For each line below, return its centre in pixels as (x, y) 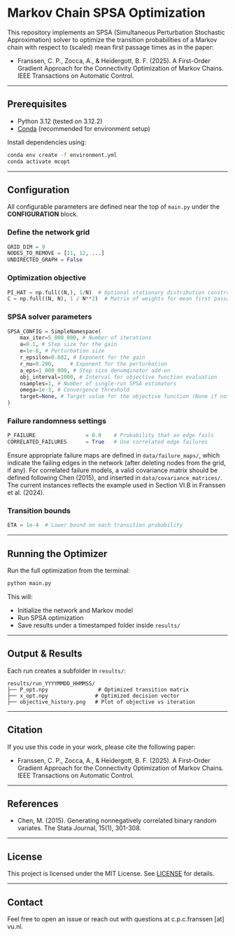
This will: (20, 596)
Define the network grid (49, 233)
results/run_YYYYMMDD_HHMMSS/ (51, 683)
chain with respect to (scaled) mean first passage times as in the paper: (111, 47)
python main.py (29, 584)
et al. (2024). (26, 493)
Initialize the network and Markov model (75, 610)
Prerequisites (37, 104)
